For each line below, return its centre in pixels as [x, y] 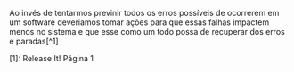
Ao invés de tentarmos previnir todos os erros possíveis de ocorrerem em [144, 13]
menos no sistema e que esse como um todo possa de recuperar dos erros [147, 32]
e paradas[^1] [34, 41]
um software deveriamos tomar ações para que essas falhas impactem [139, 22]
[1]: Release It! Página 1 [51, 58]
